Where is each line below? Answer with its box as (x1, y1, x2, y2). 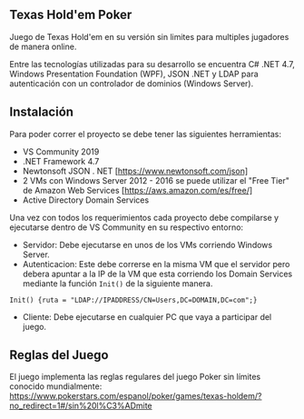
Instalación (9, 105, 74, 120)
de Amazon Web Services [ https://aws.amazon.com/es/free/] (22, 185, 253, 195)
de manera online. (9, 41, 77, 52)
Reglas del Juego (9, 347, 109, 363)
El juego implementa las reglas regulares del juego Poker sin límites (9, 372, 261, 383)
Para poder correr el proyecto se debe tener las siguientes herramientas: (9, 128, 282, 139)
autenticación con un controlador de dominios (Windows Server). (9, 77, 254, 89)
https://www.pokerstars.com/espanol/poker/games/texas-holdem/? (9, 391, 262, 402)
